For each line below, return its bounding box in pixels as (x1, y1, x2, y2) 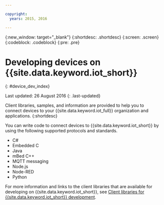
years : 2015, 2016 (9, 16, 48, 21)
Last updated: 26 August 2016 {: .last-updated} (5, 93, 101, 99)
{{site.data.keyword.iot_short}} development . (5, 194, 97, 200)
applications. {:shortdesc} (5, 113, 58, 119)
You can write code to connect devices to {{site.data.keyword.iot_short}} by (5, 123, 159, 128)
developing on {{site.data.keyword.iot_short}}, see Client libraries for (5, 189, 144, 195)
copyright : (5, 11, 28, 16)
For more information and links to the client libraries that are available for (5, 184, 153, 190)
